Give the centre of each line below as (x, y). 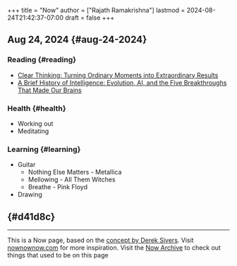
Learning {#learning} (44, 149)
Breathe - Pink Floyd (58, 187)
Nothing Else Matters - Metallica (75, 172)
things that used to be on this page (58, 255)
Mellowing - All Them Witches (72, 179)
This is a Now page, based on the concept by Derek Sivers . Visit (101, 240)
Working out (35, 123)
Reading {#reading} (42, 60)
